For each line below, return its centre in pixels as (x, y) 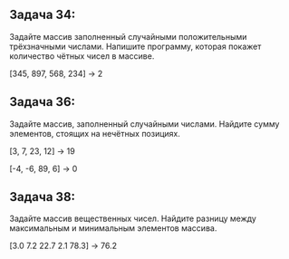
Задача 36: (42, 102)
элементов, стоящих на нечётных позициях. (95, 133)
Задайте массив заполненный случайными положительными (128, 36)
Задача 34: (43, 15)
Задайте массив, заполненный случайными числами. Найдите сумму (144, 124)
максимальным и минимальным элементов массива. (113, 228)
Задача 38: (42, 197)
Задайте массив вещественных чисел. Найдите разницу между (133, 219)
